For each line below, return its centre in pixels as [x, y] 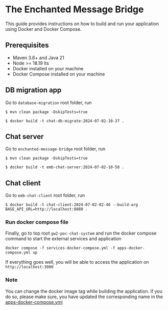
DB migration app [33, 90]
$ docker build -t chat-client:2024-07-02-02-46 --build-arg [72, 205]
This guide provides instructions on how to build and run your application [82, 24]
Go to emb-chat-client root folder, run [45, 196]
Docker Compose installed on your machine [59, 74]
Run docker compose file [37, 222]
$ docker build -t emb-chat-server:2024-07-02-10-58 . [65, 167]
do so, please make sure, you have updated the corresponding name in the [84, 297]
